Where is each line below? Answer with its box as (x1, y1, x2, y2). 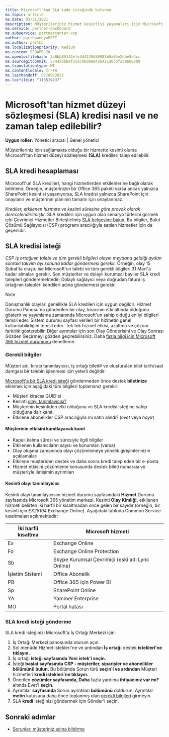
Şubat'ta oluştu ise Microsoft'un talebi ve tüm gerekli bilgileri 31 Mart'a (5, 266, 151, 272)
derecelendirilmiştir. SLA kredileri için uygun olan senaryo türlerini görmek (5, 211, 158, 217)
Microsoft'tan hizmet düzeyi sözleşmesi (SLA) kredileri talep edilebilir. (5, 152, 150, 158)
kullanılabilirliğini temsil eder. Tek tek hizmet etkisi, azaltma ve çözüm (5, 323, 149, 329)
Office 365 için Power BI (53, 579, 111, 586)
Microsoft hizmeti (86, 528, 129, 535)
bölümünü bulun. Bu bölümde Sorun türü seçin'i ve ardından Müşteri (12, 666, 157, 672)
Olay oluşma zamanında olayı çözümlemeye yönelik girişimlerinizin (12, 447, 151, 453)
